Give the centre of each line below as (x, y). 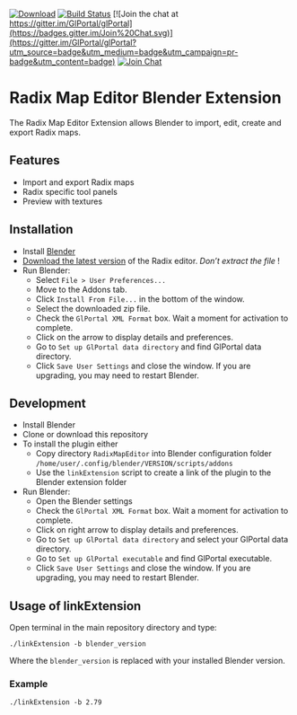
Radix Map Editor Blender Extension (145, 98)
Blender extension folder (81, 482)
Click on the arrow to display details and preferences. (135, 337)
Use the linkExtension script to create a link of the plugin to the (153, 472)
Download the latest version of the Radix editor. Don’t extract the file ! (151, 260)
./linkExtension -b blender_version (78, 644)
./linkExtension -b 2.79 (56, 702)
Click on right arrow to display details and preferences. (137, 530)
